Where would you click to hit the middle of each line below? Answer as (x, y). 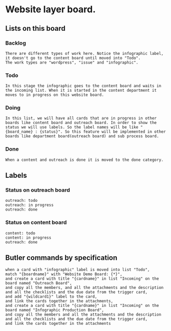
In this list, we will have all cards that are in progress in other (81, 118)
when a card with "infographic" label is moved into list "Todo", (78, 270)
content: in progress (28, 237)
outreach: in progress (29, 205)
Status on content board (36, 222)
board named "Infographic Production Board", (55, 310)
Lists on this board (35, 28)
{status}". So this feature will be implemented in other (103, 132)
